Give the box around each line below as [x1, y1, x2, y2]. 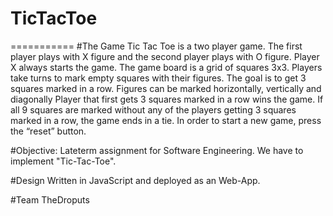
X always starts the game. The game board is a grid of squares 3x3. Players [10, 61, 323, 73]
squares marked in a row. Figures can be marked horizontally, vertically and [10, 82, 322, 94]
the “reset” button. [10, 125, 87, 137]
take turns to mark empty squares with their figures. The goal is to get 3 [10, 72, 307, 84]
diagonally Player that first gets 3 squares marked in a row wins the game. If [10, 93, 324, 105]
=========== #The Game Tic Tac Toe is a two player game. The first [10, 40, 303, 52]
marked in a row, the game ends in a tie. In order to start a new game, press [10, 114, 322, 126]
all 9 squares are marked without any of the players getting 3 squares [10, 103, 297, 116]
